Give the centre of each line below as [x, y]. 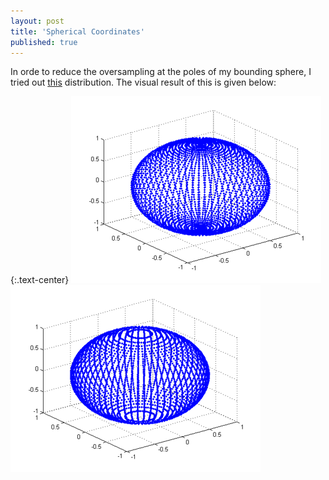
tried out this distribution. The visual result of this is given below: [143, 82]
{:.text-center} [40, 280]
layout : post [37, 21]
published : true [44, 42]
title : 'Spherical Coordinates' [77, 31]
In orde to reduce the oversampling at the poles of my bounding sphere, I [161, 72]
